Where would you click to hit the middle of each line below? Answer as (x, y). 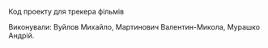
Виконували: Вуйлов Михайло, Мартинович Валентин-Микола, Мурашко (134, 27)
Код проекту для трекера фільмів (66, 12)
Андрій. (21, 36)
